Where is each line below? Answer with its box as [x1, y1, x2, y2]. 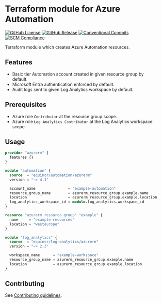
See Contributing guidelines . [5, 292, 62, 298]
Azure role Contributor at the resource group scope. [12, 113, 117, 119]
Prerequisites [5, 101, 47, 109]
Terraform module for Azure [5, 3, 120, 15]
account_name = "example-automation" [9, 186, 116, 191]
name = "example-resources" [9, 217, 75, 222]
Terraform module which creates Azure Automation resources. [5, 44, 130, 50]
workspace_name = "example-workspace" [9, 253, 98, 258]
